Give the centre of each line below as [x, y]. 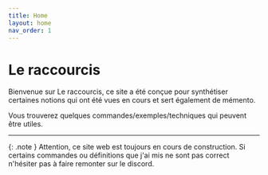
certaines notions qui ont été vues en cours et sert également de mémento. [132, 100]
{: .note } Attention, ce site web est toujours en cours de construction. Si [127, 147]
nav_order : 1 [30, 30]
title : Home [28, 16]
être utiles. [26, 124]
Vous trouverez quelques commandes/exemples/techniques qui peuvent [128, 115]
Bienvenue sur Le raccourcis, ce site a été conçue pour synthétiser [118, 91]
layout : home [30, 23]
